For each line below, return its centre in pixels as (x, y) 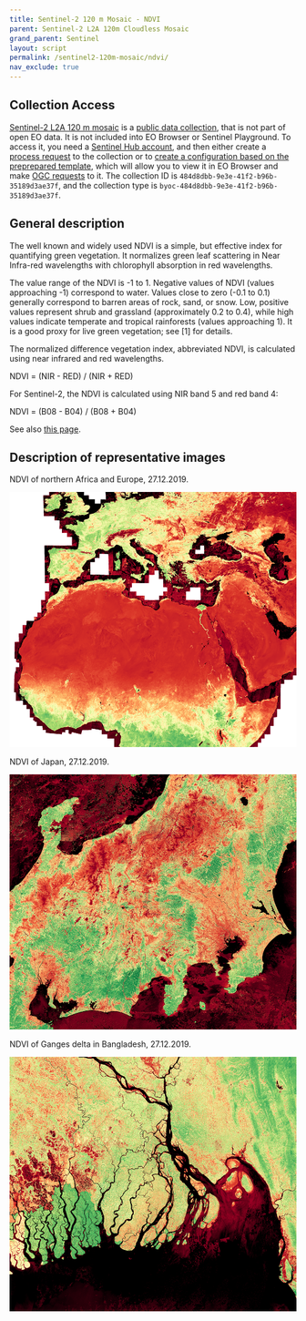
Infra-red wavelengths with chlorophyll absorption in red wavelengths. (141, 265)
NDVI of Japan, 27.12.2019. (59, 762)
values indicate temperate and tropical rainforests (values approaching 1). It (151, 321)
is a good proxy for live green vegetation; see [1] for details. (121, 331)
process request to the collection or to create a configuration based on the (149, 156)
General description (67, 224)
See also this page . (46, 429)
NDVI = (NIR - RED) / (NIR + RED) (71, 376)
